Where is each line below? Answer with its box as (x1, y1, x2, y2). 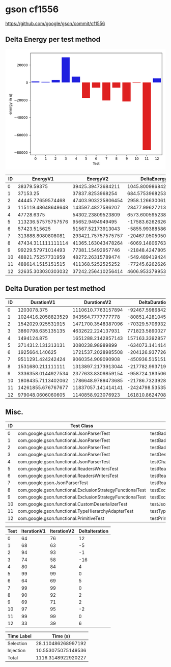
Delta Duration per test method (5, 284, 105, 293)
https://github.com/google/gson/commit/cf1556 (5, 20, 105, 26)
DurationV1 (30, 299, 55, 305)
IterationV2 (50, 528, 75, 534)
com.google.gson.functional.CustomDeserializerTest (17, 501, 128, 507)
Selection (7, 641, 27, 647)
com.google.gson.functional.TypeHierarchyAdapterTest (17, 508, 134, 514)
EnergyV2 (87, 176, 109, 182)
